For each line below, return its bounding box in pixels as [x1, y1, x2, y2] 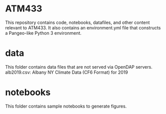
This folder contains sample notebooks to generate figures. [5, 103, 127, 109]
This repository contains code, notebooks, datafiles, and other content [5, 19, 150, 25]
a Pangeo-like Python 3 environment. [5, 30, 82, 36]
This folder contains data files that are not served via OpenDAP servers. [5, 64, 153, 70]
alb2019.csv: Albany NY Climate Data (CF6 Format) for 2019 [5, 69, 128, 75]
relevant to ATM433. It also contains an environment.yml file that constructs [5, 24, 161, 30]
